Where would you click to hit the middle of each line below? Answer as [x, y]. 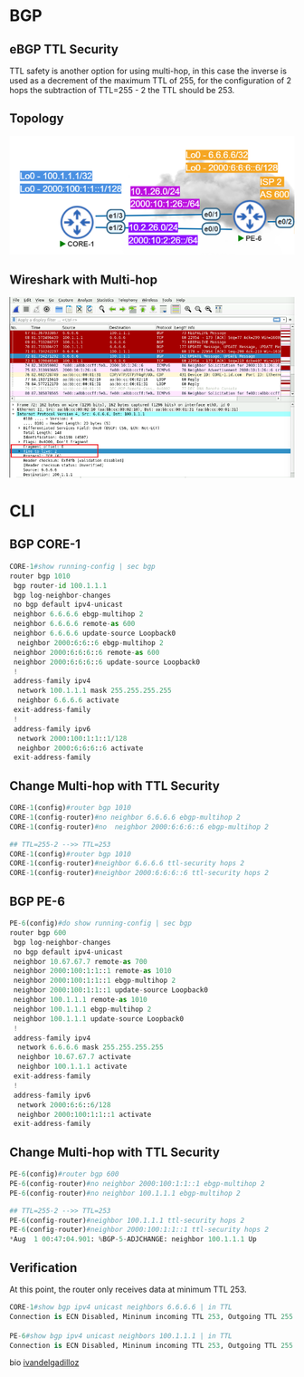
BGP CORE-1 [45, 544]
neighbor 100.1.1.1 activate [72, 1067]
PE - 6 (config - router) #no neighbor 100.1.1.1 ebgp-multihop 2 [125, 1193]
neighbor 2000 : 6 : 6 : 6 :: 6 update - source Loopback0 [107, 662]
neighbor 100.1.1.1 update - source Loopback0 [98, 1019]
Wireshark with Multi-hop [84, 280]
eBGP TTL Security [64, 49]
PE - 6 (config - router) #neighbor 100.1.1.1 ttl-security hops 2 [127, 1220]
